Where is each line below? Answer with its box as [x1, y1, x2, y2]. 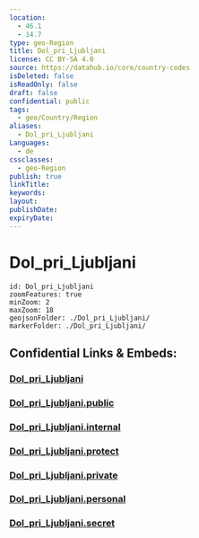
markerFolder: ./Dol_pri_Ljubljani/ [9, 321, 146, 331]
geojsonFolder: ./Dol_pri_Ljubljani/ [9, 313, 151, 322]
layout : [9, 197, 39, 207]
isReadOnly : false [9, 80, 78, 89]
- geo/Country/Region [17, 113, 99, 122]
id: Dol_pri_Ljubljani [9, 282, 94, 291]
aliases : [9, 122, 42, 131]
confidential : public [9, 96, 91, 106]
